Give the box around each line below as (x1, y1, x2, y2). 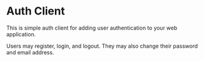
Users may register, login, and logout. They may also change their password (6, 42, 199, 50)
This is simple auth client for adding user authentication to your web (6, 24, 178, 31)
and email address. (6, 48, 54, 56)
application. (6, 30, 36, 37)
